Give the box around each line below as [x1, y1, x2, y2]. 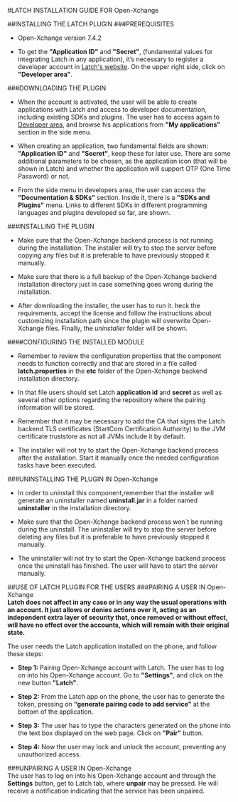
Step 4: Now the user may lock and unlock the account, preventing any [17, 743, 227, 751]
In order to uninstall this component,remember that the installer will [17, 489, 215, 497]
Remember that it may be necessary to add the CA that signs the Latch [17, 417, 225, 426]
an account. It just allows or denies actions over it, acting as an [7, 606, 197, 614]
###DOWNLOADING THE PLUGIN [7, 84, 107, 92]
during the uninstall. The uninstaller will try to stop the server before [17, 525, 217, 533]
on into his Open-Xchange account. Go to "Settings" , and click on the [17, 671, 224, 679]
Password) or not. [17, 172, 70, 180]
